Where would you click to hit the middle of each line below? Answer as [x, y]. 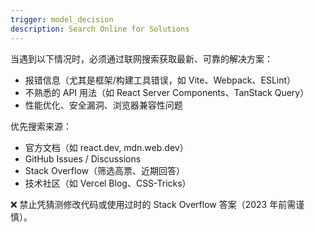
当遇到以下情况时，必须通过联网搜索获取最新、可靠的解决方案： [141, 58]
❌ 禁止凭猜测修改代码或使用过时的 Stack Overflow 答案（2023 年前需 [153, 204]
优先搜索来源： [41, 126]
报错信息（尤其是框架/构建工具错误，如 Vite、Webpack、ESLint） [160, 80]
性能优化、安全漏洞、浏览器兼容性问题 [103, 105]
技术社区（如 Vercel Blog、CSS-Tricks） [108, 183]
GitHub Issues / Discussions [83, 158]
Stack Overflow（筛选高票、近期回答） [105, 170]
